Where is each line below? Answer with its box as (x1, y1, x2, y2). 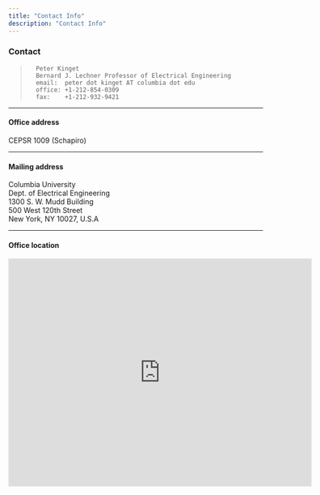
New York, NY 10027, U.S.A (8, 214, 99, 224)
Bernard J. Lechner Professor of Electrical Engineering (36, 71, 232, 79)
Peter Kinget (36, 64, 80, 73)
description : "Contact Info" (8, 19, 107, 28)
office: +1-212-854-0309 (36, 86, 120, 94)
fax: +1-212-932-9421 (36, 92, 120, 101)
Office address (8, 117, 60, 127)
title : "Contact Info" (8, 11, 85, 20)
